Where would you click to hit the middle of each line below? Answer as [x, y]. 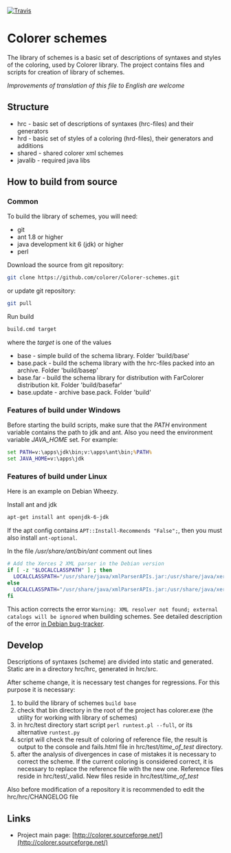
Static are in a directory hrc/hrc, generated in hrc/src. [82, 669]
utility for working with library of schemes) [77, 718]
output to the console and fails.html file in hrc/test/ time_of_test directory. [120, 747]
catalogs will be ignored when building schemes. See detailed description [114, 616]
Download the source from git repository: [65, 265]
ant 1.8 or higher [40, 237]
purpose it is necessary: [41, 690]
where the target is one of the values [59, 343]
